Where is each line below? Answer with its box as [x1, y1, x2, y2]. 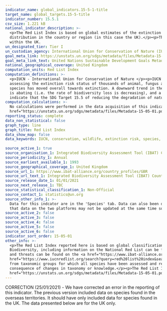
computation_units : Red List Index [5, 68, 79, 73]
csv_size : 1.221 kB [5, 21, 46, 26]
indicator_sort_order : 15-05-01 [5, 233, 72, 238]
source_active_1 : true [5, 146, 52, 151]
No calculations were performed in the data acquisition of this [9, 104, 148, 109]
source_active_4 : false [5, 220, 55, 225]
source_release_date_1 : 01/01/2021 [5, 178, 79, 183]
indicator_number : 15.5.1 [5, 16, 59, 21]
